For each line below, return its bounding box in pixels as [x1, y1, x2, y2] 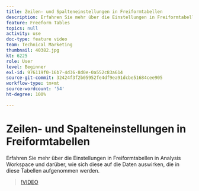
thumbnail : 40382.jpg [6, 47, 60, 53]
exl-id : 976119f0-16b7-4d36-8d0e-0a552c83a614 [6, 69, 123, 75]
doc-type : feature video [6, 36, 68, 42]
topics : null [6, 25, 38, 31]
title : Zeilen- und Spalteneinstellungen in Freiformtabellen [6, 8, 163, 15]
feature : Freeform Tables [6, 20, 70, 26]
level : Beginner [6, 63, 46, 70]
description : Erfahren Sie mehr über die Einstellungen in [6, 14, 155, 20]
